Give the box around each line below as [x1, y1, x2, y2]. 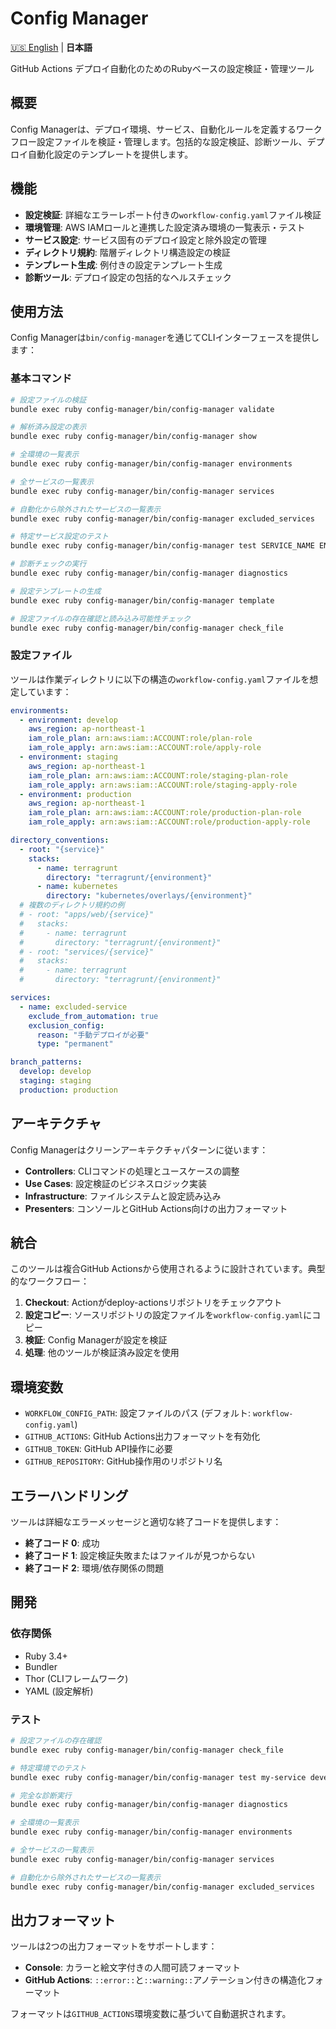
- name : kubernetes [36, 882, 118, 892]
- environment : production [19, 789, 132, 799]
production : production [19, 1085, 118, 1095]
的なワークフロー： [10, 1275, 90, 1287]
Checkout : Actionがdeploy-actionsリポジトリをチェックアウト [24, 1297, 283, 1309]
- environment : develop [19, 715, 118, 725]
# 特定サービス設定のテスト [10, 532, 110, 542]
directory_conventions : [10, 835, 110, 846]
